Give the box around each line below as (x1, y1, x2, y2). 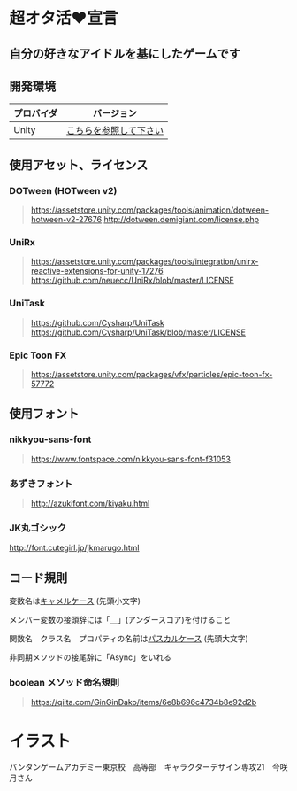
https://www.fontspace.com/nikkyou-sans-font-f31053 (30, 454, 232, 464)
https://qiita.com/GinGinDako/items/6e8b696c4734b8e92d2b (30, 697, 257, 708)
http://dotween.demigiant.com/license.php (103, 214, 259, 225)
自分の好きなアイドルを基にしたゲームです (9, 46, 241, 61)
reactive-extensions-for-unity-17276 (30, 266, 164, 276)
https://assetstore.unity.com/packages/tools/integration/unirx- (30, 256, 259, 267)
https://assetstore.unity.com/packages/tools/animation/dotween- (30, 205, 270, 215)
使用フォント (9, 407, 80, 422)
